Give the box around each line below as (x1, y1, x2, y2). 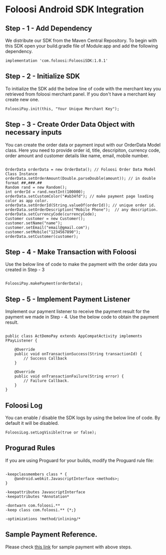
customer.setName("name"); (5, 221, 63, 226)
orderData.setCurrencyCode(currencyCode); (5, 211, 97, 216)
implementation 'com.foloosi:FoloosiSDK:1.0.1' (5, 58, 108, 63)
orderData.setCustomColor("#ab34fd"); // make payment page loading (5, 194, 154, 199)
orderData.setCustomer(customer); (5, 234, 79, 239)
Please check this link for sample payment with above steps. (5, 544, 132, 550)
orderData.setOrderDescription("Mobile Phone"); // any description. (5, 207, 158, 212)
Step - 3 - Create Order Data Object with (5, 120, 135, 129)
